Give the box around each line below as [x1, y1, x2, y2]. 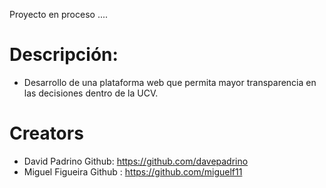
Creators [9, 122, 84, 145]
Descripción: [9, 44, 119, 66]
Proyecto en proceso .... [9, 9, 109, 20]
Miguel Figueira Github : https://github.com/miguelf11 [23, 165, 243, 178]
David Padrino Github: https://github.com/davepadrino [23, 155, 249, 167]
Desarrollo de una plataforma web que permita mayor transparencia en [23, 76, 317, 88]
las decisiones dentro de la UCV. [23, 87, 159, 99]
